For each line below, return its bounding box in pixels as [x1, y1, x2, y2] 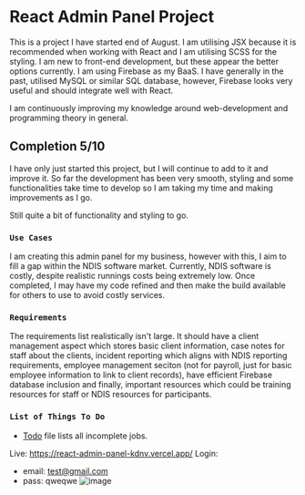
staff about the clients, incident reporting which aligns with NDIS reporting [9, 350, 288, 361]
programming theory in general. [9, 112, 129, 123]
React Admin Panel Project [9, 6, 215, 27]
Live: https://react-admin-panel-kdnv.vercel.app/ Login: [9, 448, 219, 459]
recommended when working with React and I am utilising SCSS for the [9, 46, 278, 57]
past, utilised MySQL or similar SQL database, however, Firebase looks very [9, 75, 293, 86]
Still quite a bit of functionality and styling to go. [9, 210, 189, 221]
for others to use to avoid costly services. [9, 290, 166, 301]
